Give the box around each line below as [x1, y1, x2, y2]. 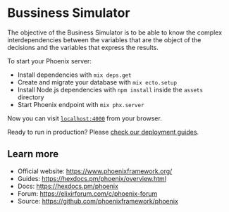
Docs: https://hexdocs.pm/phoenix [17, 182, 118, 190]
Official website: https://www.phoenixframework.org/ [17, 167, 173, 175]
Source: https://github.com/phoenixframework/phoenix [17, 197, 178, 205]
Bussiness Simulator [7, 5, 130, 21]
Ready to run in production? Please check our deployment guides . [7, 127, 199, 136]
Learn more [7, 148, 59, 160]
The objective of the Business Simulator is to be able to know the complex [7, 28, 223, 37]
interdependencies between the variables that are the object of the [7, 35, 202, 44]
